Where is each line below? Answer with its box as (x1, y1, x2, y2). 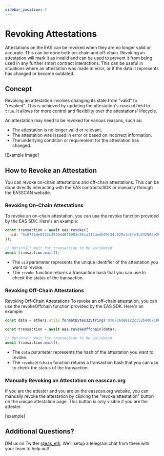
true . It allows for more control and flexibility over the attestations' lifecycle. (5, 108, 158, 114)
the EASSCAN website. (5, 190, 51, 196)
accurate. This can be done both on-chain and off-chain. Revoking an (5, 49, 145, 55)
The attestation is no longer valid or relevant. (12, 127, 102, 133)
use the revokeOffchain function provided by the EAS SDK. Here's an (5, 303, 144, 309)
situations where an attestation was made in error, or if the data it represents (5, 65, 159, 71)
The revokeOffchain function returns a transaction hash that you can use (12, 360, 159, 365)
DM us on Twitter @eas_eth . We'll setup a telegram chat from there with (5, 440, 150, 446)
